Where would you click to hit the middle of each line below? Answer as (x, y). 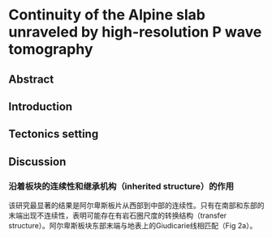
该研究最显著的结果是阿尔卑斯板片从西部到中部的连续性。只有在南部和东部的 (136, 206)
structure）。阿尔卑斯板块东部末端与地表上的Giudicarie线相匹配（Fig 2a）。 (133, 226)
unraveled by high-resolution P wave (135, 32)
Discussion (37, 161)
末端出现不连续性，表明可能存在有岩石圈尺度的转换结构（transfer (118, 215)
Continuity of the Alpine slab (107, 15)
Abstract (31, 79)
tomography (51, 49)
